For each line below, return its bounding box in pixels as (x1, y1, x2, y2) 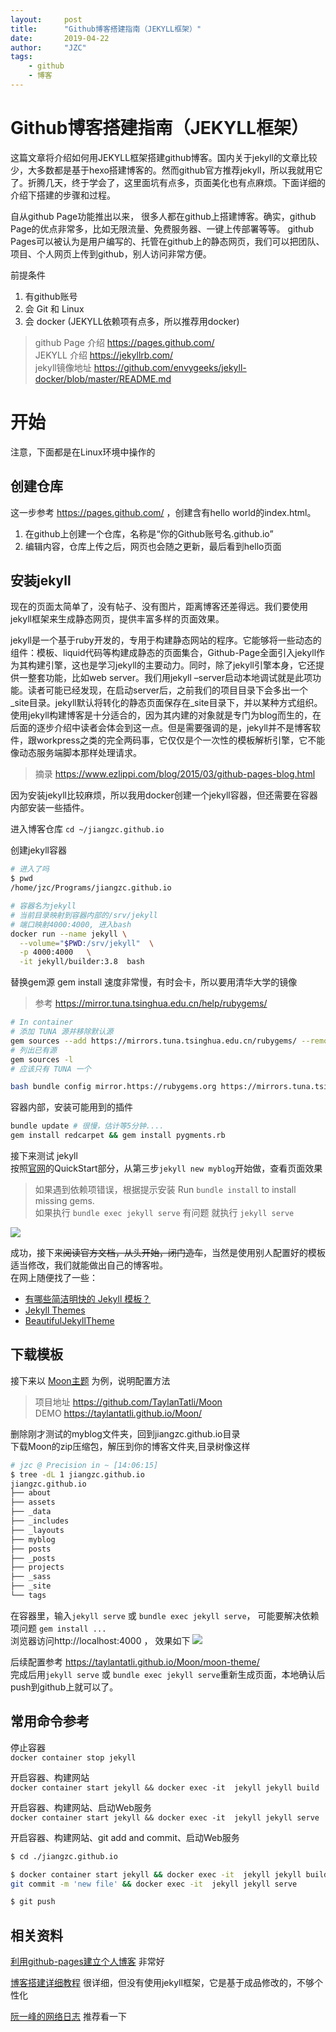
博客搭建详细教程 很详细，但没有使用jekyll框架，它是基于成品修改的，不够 (10, 1977, 315, 1989)
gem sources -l (10, 1054, 74, 1065)
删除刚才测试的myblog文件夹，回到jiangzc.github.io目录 (10, 1427, 241, 1440)
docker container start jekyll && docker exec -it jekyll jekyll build (10, 1782, 320, 1793)
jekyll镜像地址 (34, 361, 92, 373)
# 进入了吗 (10, 864, 50, 875)
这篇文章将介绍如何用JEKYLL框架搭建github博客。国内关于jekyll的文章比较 (10, 151, 318, 163)
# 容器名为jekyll (10, 901, 77, 911)
